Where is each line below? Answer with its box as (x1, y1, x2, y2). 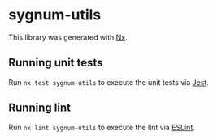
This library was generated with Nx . (8, 32, 128, 42)
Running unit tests (8, 56, 103, 70)
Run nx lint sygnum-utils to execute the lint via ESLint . (8, 122, 195, 132)
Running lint (8, 101, 72, 115)
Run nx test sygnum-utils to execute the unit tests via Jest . (8, 77, 209, 87)
